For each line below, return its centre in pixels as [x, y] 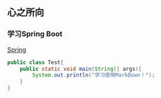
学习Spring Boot [35, 34]
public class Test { [36, 62]
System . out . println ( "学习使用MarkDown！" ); [94, 75]
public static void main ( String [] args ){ [80, 69]
